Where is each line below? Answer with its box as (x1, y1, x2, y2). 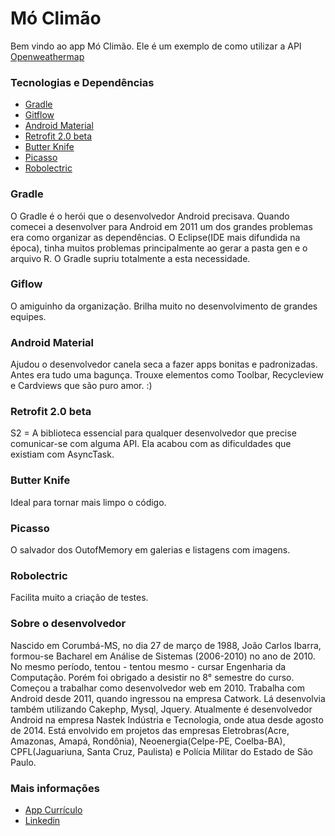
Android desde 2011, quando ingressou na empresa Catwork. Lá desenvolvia (10, 692, 326, 704)
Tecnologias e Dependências (10, 75, 155, 89)
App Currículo (24, 803, 83, 816)
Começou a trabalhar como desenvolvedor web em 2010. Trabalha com (10, 682, 306, 694)
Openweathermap (10, 50, 85, 62)
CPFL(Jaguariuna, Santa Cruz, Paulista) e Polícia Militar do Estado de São (10, 745, 313, 757)
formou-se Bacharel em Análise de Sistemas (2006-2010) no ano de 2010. (10, 650, 316, 662)
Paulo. (10, 756, 37, 768)
